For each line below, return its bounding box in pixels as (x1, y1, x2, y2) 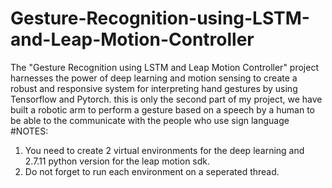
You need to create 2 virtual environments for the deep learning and (24, 144, 305, 156)
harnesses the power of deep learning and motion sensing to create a (10, 72, 298, 84)
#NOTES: (10, 125, 49, 137)
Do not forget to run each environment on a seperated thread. (24, 165, 280, 177)
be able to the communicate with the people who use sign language (10, 114, 290, 126)
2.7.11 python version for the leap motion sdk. (24, 155, 211, 167)
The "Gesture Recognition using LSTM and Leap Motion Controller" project (10, 61, 319, 73)
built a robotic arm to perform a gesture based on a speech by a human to (10, 103, 315, 116)
